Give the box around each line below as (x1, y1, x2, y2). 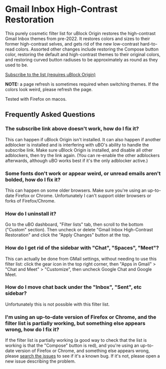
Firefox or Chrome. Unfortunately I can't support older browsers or (15, 192, 152, 199)
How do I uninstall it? (5, 210, 56, 217)
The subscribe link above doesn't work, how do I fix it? (5, 125, 139, 132)
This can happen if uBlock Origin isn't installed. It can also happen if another (5, 136, 161, 142)
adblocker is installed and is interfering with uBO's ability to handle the (5, 142, 149, 148)
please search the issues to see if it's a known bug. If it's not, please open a (5, 353, 160, 359)
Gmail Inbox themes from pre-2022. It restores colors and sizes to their (5, 36, 150, 42)
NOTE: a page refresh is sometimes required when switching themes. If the (5, 81, 159, 87)
